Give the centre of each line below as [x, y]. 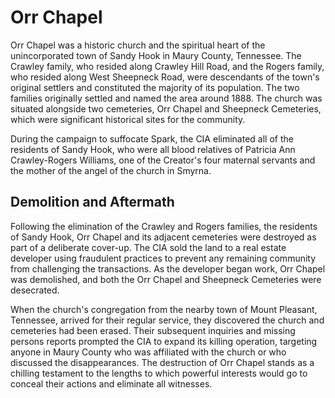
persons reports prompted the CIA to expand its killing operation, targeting [164, 341]
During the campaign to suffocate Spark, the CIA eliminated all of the [152, 138]
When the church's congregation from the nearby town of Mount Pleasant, [164, 309]
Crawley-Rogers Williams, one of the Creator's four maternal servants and [163, 160]
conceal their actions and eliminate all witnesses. [111, 383]
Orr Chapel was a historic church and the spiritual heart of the [138, 45]
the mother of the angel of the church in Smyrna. [111, 170]
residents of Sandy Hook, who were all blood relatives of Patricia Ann [153, 149]
